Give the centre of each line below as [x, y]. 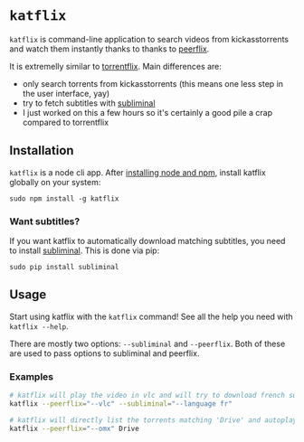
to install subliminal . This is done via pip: [85, 250]
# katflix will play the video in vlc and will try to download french [147, 396]
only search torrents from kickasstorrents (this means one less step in [152, 83]
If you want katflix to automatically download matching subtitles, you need [147, 241]
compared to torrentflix [66, 122]
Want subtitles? [45, 221]
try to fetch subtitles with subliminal [89, 103]
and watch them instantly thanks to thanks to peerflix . [109, 49]
